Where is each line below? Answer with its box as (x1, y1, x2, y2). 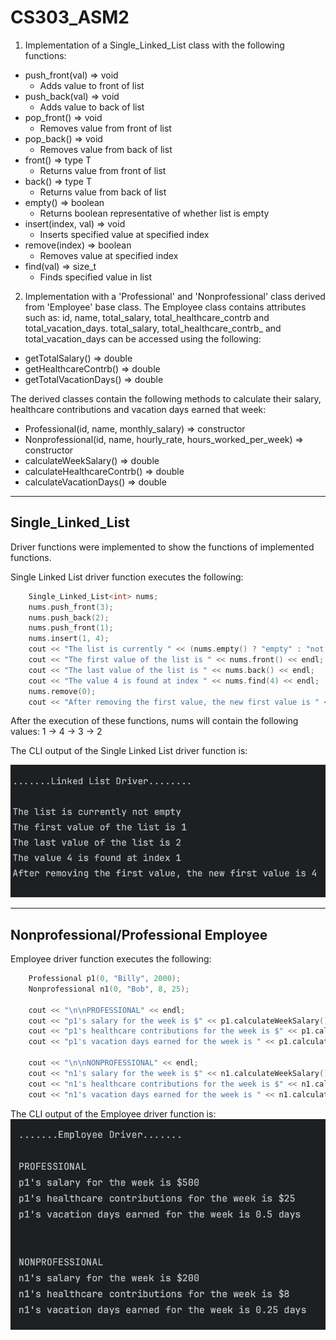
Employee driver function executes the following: (10, 953, 212, 965)
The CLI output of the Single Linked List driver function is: (10, 745, 248, 757)
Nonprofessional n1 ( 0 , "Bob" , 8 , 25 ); (28, 984, 190, 994)
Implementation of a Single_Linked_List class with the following (24, 39, 285, 51)
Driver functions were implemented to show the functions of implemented (10, 541, 315, 553)
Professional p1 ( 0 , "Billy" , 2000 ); (28, 974, 182, 984)
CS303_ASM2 (10, 6, 130, 29)
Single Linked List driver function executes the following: (10, 571, 244, 583)
